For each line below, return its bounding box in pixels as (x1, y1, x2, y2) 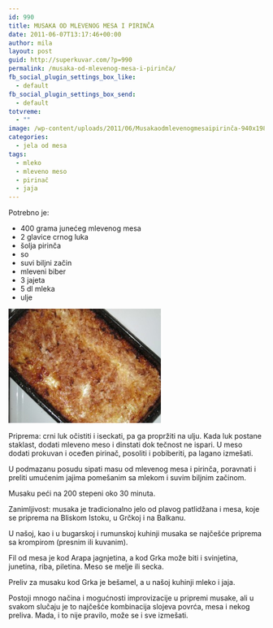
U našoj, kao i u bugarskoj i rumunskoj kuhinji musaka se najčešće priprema (8, 529, 262, 539)
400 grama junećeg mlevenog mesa (19, 223, 142, 233)
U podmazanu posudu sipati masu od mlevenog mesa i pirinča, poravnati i (8, 464, 257, 474)
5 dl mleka (19, 284, 55, 294)
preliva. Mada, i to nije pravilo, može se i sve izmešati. (8, 610, 188, 621)
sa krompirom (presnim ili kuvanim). (8, 537, 128, 548)
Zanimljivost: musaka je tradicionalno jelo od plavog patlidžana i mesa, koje (8, 505, 260, 514)
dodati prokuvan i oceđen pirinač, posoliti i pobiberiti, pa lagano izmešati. (8, 448, 253, 458)
